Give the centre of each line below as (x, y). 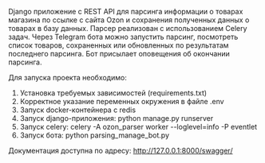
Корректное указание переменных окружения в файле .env (122, 101)
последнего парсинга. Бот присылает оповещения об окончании (119, 54)
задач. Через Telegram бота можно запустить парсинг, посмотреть (123, 37)
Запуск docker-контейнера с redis (78, 110)
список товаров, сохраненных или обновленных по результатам (119, 45)
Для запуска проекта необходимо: (68, 78)
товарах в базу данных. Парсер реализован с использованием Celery (128, 28)
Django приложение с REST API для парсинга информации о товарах (126, 12)
